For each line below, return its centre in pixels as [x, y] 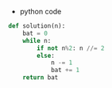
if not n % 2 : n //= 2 [71, 48]
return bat [41, 78]
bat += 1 [65, 71]
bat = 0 [35, 33]
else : [46, 55]
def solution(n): [37, 26]
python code [41, 11]
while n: [37, 40]
